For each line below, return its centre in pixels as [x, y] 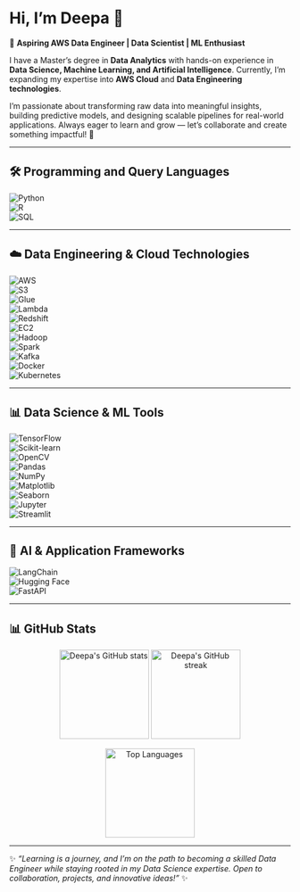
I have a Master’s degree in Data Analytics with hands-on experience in [142, 60]
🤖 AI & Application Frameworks [97, 551]
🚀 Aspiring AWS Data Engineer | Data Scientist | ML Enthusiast [127, 43]
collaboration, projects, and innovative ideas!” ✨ [99, 878]
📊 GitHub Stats [53, 628]
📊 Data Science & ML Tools [87, 413]
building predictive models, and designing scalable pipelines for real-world [146, 115]
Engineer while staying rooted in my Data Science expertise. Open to [136, 868]
